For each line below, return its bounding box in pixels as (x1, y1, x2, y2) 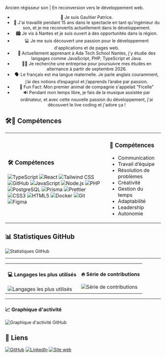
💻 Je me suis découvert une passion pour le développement (24, 38, 149, 44)
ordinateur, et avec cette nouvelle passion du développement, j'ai (20, 97, 153, 102)
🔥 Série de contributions (81, 270, 140, 277)
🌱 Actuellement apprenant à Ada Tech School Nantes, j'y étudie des (17, 50, 156, 56)
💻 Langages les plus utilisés (7, 271, 77, 278)
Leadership (118, 204, 144, 210)
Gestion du (118, 185, 143, 192)
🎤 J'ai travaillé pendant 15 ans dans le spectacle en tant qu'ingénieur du (13, 20, 160, 25)
